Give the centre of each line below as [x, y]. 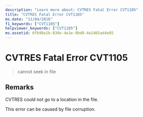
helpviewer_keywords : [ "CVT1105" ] [42, 28]
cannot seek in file [37, 71]
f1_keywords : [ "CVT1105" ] [32, 24]
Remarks [20, 87]
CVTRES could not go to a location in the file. [52, 99]
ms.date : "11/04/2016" [29, 19]
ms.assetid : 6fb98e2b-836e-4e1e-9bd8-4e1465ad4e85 [59, 33]
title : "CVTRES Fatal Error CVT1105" [45, 14]
